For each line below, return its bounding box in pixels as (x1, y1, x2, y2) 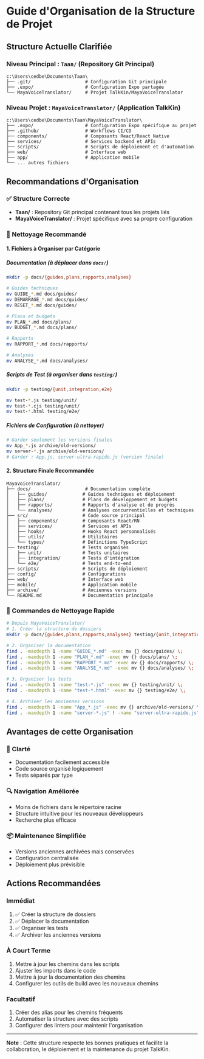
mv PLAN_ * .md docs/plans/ (6, 319, 72, 325)
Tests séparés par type (15, 771, 73, 779)
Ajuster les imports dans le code (15, 967, 96, 974)
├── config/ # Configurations (6, 571, 126, 577)
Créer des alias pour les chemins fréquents (15, 1009, 123, 1016)
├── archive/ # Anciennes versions (6, 587, 137, 593)
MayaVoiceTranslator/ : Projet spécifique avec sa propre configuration (15, 215, 193, 222)
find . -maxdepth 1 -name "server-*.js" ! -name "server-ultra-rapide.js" (6, 710, 200, 716)
